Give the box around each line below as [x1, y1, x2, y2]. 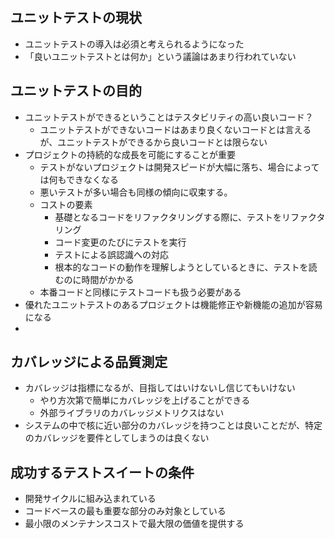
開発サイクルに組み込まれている [24, 493, 157, 505]
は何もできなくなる [39, 173, 120, 185]
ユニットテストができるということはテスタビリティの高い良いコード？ [24, 111, 314, 123]
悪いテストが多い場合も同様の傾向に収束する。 [39, 186, 233, 198]
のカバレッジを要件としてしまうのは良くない [24, 432, 210, 444]
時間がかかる [81, 273, 135, 285]
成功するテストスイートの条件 [10, 464, 195, 481]
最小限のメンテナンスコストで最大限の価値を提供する [24, 518, 245, 530]
